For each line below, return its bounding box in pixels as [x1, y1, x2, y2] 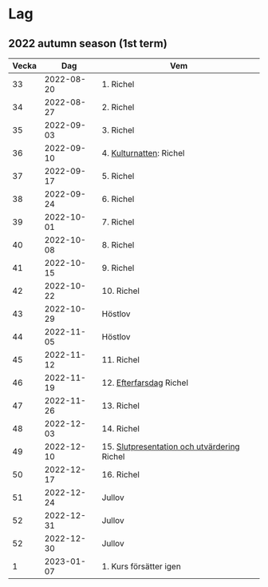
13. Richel [101, 400, 140, 411]
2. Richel [101, 101, 135, 113]
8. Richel [101, 240, 135, 250]
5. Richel [101, 171, 135, 181]
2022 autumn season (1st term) [8, 37, 167, 50]
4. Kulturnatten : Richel [101, 148, 185, 158]
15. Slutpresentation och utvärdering [101, 441, 241, 452]
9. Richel [101, 263, 135, 273]
